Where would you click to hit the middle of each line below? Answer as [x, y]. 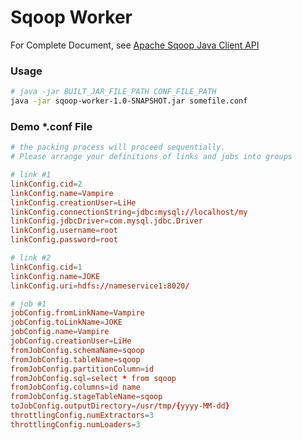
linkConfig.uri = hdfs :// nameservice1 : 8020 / [100, 286]
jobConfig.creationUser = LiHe [71, 341]
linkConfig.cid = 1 [46, 267]
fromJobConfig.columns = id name [75, 387]
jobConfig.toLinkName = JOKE [66, 322]
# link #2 [31, 258]
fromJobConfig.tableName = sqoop [75, 359]
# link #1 [31, 175]
